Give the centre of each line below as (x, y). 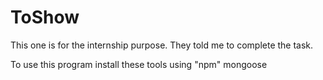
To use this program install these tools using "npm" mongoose (139, 64)
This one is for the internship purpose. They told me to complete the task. (162, 45)
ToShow (45, 17)
